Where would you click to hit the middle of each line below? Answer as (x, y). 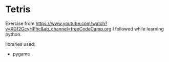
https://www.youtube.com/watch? (71, 23)
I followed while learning (138, 28)
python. (13, 34)
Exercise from (20, 23)
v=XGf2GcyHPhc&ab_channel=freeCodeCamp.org (58, 28)
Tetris (18, 9)
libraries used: (20, 44)
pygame (21, 54)
